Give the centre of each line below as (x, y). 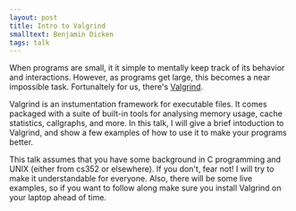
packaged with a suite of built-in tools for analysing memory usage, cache (146, 114)
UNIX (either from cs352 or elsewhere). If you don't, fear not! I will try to (142, 169)
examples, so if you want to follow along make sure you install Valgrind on (145, 188)
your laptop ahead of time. (58, 198)
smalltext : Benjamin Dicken (62, 34)
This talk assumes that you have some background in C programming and (145, 160)
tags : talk (30, 42)
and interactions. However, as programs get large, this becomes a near (140, 78)
